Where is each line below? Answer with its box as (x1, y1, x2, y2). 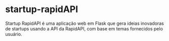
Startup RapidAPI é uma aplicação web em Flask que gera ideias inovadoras (5, 20, 164, 26)
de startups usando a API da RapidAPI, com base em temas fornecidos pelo (5, 25, 163, 31)
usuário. (5, 31, 23, 37)
